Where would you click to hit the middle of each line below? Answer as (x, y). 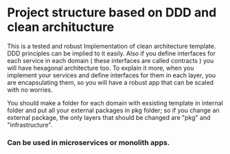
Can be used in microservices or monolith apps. (89, 142)
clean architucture (61, 27)
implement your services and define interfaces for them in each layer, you (112, 75)
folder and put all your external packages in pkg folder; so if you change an (113, 110)
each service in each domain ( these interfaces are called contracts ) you (111, 60)
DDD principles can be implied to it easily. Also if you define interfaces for (112, 53)
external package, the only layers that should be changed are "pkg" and (109, 117)
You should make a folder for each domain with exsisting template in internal (115, 103)
